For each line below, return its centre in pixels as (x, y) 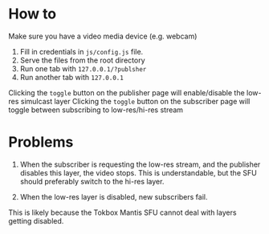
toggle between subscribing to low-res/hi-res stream (96, 110)
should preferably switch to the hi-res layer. (92, 181)
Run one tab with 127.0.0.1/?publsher (83, 68)
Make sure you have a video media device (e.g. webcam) (103, 36)
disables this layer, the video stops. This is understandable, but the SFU (138, 172)
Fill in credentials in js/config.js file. (82, 51)
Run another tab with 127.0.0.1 (72, 77)
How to (33, 14)
